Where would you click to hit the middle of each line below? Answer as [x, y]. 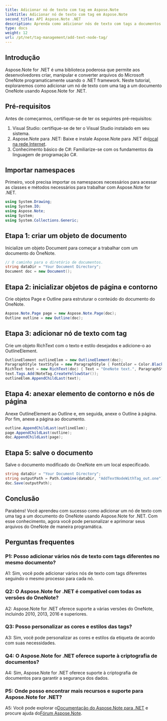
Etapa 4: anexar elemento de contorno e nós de [80, 394]
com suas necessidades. [31, 643]
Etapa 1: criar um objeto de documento [66, 236]
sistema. [21, 133]
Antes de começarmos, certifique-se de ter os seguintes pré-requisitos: [79, 118]
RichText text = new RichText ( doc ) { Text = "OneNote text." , [71, 369]
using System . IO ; [23, 206]
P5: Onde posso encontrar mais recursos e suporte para [74, 691]
